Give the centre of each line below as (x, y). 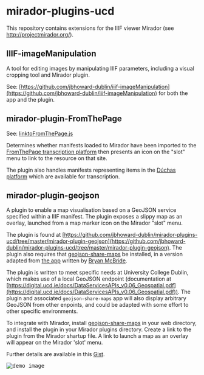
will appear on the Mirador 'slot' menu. (55, 343)
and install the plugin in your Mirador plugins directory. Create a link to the (99, 329)
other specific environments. (42, 311)
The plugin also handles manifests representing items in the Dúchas (91, 170)
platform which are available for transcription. (63, 176)
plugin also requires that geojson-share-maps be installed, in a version (95, 254)
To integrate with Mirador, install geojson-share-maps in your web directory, (102, 323)
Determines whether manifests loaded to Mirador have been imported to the (101, 145)
